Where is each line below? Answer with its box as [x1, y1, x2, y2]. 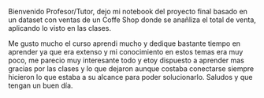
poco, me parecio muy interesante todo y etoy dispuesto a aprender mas [8, 55, 244, 65]
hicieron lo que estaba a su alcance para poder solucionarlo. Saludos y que [8, 73, 253, 81]
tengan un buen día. [8, 81, 73, 90]
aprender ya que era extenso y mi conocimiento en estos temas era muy [8, 47, 244, 56]
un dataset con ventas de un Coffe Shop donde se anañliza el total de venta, [8, 15, 256, 24]
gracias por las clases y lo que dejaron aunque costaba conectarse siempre [8, 64, 255, 73]
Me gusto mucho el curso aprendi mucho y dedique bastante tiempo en [8, 39, 241, 48]
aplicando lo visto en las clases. [8, 24, 112, 32]
